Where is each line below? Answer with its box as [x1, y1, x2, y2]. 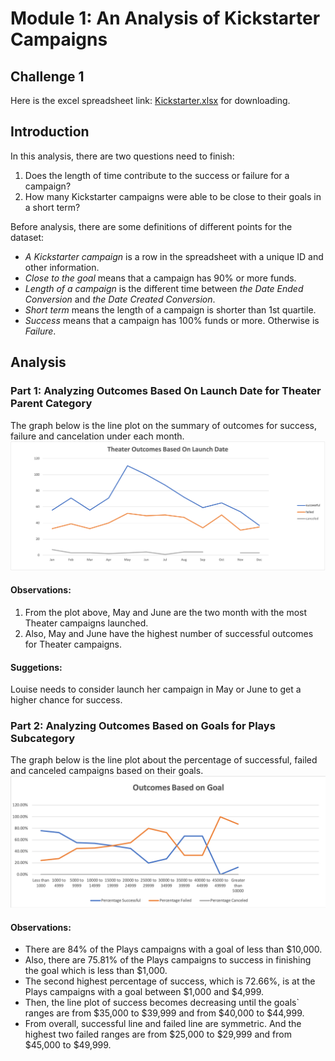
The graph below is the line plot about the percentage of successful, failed [10, 754, 318, 766]
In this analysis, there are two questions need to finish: [10, 150, 235, 162]
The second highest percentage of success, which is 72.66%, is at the [24, 975, 316, 987]
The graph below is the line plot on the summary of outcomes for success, [10, 419, 317, 431]
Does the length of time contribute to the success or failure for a [24, 169, 290, 181]
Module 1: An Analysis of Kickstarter [10, 7, 321, 30]
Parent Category [10, 397, 93, 411]
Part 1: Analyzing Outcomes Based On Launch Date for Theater [10, 384, 322, 398]
